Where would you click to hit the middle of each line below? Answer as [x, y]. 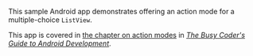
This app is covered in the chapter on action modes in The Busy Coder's [127, 35]
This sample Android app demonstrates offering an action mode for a [121, 11]
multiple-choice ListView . [51, 20]
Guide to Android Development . [60, 43]
